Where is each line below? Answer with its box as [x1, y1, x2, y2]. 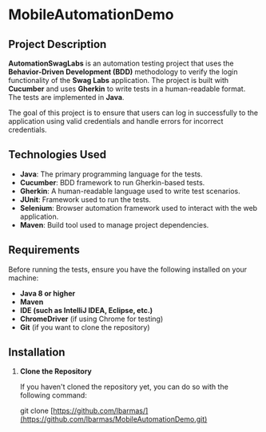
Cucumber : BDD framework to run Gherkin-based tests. [19, 177, 205, 187]
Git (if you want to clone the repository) [19, 322, 150, 332]
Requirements [8, 244, 80, 257]
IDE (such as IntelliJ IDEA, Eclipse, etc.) [19, 305, 153, 315]
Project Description [8, 38, 107, 51]
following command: [19, 390, 88, 400]
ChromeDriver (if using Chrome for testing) [19, 314, 164, 323]
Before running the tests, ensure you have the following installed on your [8, 264, 248, 274]
